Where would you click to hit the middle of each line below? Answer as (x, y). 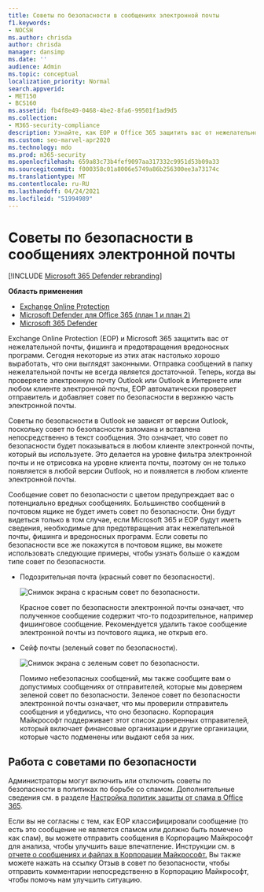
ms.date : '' (27, 60)
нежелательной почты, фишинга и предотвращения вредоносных (119, 347)
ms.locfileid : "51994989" (50, 199)
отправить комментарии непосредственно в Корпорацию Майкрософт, (128, 872)
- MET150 (22, 96)
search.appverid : (37, 89)
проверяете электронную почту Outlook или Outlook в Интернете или (125, 381)
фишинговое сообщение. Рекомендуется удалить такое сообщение (133, 624)
